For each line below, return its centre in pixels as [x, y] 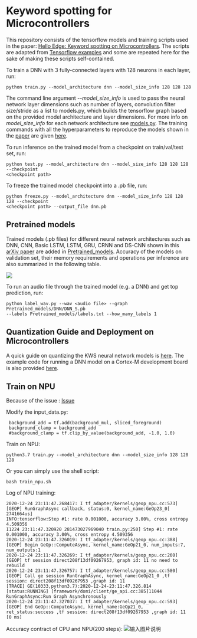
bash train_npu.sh [29, 482]
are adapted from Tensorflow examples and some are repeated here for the [98, 52]
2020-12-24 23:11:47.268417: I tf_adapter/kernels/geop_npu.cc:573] [92, 504]
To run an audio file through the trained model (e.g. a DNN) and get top [92, 286]
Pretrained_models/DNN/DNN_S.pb [46, 309]
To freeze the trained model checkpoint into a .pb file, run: [77, 185]
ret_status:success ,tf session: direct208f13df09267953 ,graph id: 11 [96, 612]
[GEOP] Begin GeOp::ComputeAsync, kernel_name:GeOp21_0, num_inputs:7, [96, 545]
